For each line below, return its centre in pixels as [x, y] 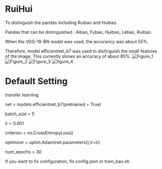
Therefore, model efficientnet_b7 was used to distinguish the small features [81, 51]
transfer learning [22, 95]
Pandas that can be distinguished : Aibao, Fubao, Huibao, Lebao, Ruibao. [79, 32]
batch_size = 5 [20, 114]
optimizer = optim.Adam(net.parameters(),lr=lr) [53, 142]
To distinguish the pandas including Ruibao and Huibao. [61, 23]
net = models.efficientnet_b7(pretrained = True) [53, 104]
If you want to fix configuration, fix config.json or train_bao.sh [67, 161]
